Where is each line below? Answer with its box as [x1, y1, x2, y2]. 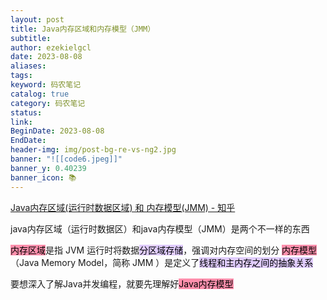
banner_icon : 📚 [10, 172, 77, 183]
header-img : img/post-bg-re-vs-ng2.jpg [10, 145, 177, 155]
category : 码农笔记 [10, 98, 86, 108]
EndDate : [10, 136, 47, 146]
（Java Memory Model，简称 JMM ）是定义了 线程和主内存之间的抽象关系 [10, 256, 314, 268]
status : [10, 107, 43, 118]
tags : [10, 71, 33, 81]
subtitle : [10, 33, 52, 43]
